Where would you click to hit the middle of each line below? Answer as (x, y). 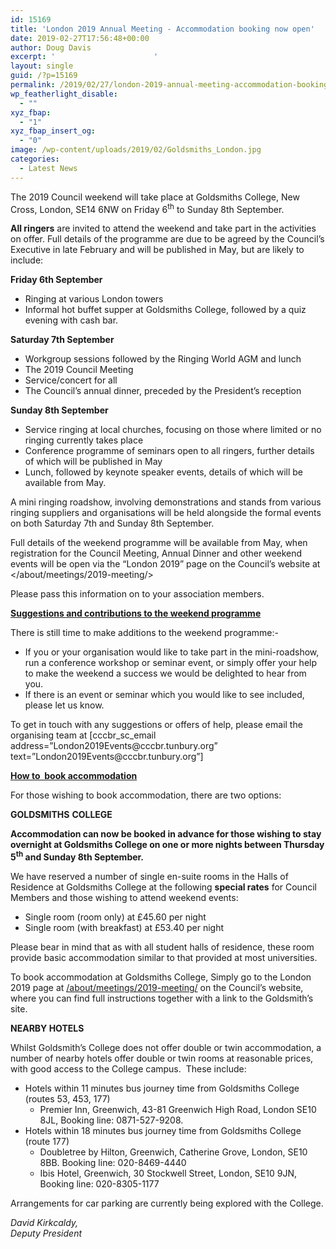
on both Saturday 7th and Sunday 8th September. (112, 523)
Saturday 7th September (62, 340)
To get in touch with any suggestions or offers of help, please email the (156, 725)
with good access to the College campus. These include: (128, 1068)
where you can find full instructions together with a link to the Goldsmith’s (162, 998)
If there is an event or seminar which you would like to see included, (164, 695)
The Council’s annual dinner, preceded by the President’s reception (163, 391)
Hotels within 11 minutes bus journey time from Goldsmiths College (162, 1088)
